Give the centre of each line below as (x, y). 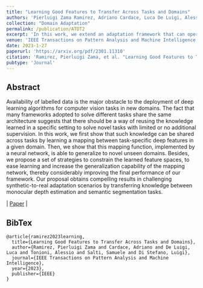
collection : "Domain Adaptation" (48, 23)
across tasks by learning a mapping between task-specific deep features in (100, 141)
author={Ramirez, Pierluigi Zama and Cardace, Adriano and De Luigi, (101, 247)
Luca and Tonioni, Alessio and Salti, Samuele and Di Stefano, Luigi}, (98, 253)
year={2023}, (28, 269)
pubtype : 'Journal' (31, 62)
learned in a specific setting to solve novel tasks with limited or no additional (101, 127)
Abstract (23, 87)
